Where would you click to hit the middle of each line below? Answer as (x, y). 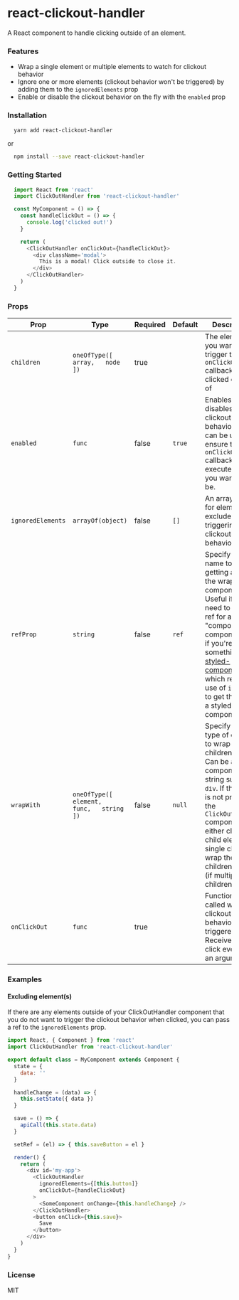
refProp (24, 635)
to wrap (218, 744)
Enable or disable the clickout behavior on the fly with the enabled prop (122, 97)
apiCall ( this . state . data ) (59, 1125)
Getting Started (34, 175)
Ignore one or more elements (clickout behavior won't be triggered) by (121, 82)
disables (219, 409)
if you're (219, 644)
